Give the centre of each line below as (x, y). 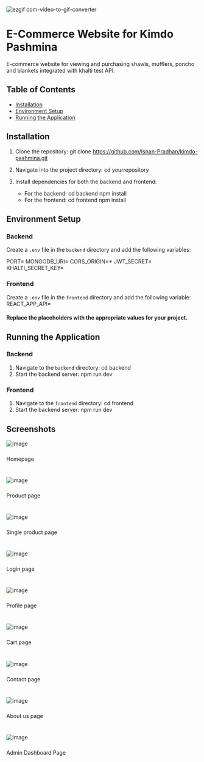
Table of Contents (41, 90)
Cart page (19, 642)
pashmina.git (31, 158)
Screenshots (31, 429)
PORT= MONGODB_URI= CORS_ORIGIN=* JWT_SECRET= (79, 262)
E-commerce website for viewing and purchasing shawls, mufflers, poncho (100, 64)
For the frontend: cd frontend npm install (75, 200)
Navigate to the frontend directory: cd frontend (74, 403)
